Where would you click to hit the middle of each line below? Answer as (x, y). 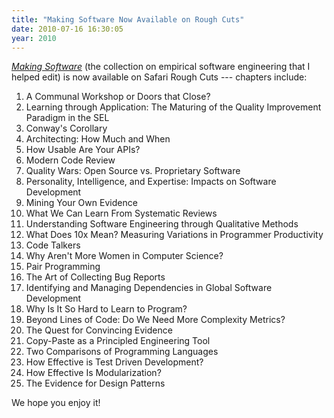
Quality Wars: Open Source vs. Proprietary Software (133, 171)
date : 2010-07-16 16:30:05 (67, 29)
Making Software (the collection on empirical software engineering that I (161, 67)
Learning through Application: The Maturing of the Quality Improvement (173, 107)
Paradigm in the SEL (67, 118)
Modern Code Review (70, 160)
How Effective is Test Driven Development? (114, 362)
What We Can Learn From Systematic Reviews (121, 213)
